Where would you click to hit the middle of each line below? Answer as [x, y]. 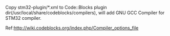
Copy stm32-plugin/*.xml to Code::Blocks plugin [56, 7]
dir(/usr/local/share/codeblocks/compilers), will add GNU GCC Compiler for [85, 13]
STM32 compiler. [24, 18]
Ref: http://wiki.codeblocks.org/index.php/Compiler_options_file [72, 28]
